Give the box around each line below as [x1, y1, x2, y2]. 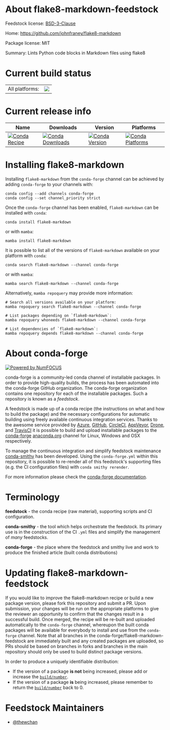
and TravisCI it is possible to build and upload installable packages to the [5, 427, 157, 433]
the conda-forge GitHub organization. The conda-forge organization [5, 385, 148, 391]
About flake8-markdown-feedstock [5, 4, 158, 15]
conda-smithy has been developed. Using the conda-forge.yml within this [5, 453, 158, 459]
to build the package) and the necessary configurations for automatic [5, 411, 150, 417]
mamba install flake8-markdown [5, 238, 71, 243]
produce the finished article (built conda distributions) [5, 549, 118, 556]
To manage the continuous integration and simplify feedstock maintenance [5, 448, 161, 454]
